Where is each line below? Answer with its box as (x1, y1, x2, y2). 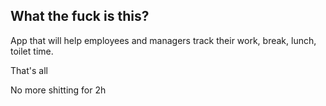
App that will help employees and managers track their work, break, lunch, (10, 34, 317, 46)
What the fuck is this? (10, 8, 150, 25)
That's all (10, 64, 48, 76)
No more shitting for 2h (10, 84, 107, 96)
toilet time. (10, 45, 54, 57)
